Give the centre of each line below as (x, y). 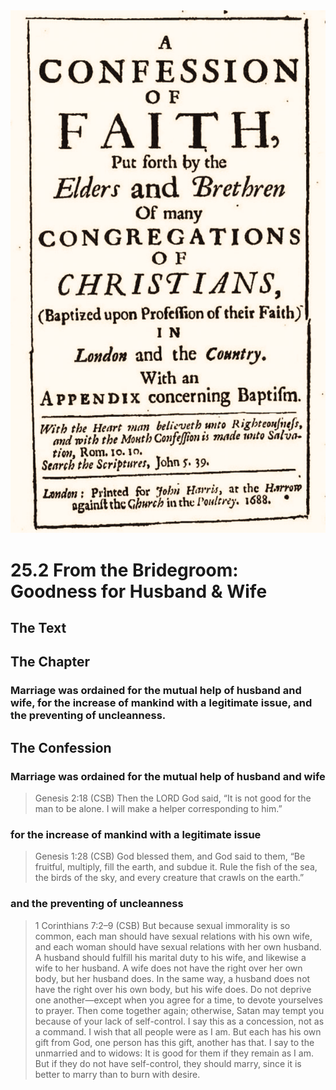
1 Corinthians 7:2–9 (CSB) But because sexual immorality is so (162, 925)
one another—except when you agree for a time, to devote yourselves (178, 1000)
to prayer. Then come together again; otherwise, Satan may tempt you (179, 1010)
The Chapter (50, 662)
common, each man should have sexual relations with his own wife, (173, 936)
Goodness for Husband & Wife (139, 591)
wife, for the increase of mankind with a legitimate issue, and (161, 703)
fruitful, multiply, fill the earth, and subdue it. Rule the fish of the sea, (176, 867)
